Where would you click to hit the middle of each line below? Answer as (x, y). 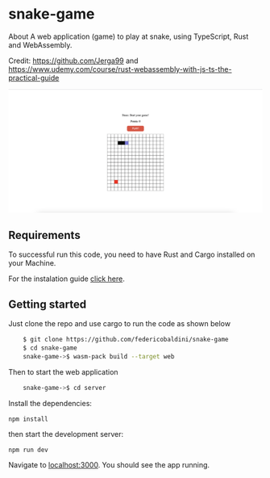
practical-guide (34, 78)
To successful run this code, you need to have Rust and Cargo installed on (132, 254)
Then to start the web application (63, 371)
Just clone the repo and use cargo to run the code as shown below (120, 324)
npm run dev (28, 450)
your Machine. (32, 263)
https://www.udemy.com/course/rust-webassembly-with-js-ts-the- (120, 69)
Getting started (48, 304)
